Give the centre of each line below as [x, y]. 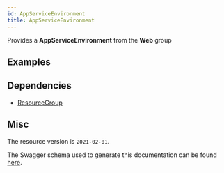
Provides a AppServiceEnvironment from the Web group [89, 40]
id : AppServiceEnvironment [46, 14]
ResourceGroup [40, 103]
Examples [29, 62]
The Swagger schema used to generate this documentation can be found [112, 155]
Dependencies [39, 85]
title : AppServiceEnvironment [51, 20]
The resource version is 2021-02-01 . [58, 141]
